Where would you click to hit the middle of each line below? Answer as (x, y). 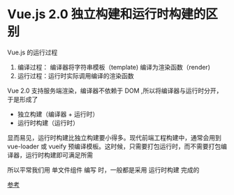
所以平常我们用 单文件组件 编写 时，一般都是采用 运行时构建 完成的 (103, 170)
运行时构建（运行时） (48, 123)
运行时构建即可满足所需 (59, 155)
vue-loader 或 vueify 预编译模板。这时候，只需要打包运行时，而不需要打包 (114, 146)
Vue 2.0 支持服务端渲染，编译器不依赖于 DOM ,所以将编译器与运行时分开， (115, 91)
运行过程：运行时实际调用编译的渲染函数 (75, 76)
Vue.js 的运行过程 (32, 52)
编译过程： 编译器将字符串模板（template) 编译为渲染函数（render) (114, 67)
